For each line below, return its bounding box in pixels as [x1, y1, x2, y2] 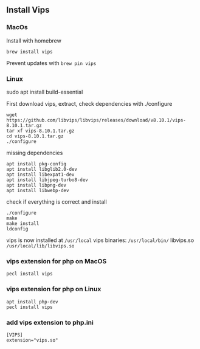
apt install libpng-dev [6, 182, 67, 188]
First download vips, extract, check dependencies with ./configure [6, 100, 173, 107]
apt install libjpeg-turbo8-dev [6, 176, 88, 183]
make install [6, 220, 40, 227]
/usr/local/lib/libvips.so [6, 243, 75, 249]
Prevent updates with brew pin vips [6, 59, 97, 66]
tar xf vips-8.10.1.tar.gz [6, 128, 75, 134]
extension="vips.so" [6, 337, 59, 343]
